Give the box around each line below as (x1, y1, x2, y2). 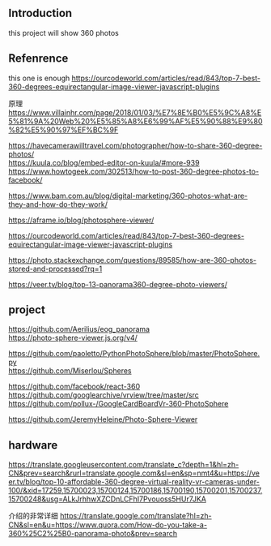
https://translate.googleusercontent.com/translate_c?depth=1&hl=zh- (8, 460, 239, 470)
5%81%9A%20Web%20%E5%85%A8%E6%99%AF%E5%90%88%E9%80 (8, 116, 263, 126)
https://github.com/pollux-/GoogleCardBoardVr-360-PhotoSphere (8, 399, 229, 409)
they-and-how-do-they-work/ (8, 199, 108, 209)
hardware (8, 438, 58, 452)
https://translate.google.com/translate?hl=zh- (59, 511, 212, 521)
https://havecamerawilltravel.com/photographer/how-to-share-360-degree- (8, 140, 263, 150)
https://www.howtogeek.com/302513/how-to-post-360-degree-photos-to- (8, 166, 260, 176)
